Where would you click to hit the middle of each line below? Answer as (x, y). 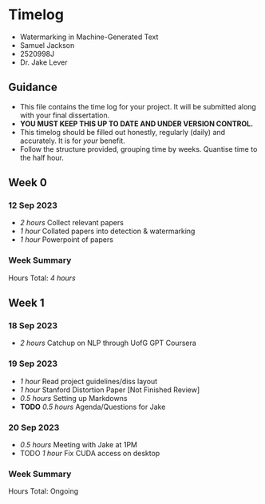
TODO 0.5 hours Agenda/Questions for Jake (93, 407)
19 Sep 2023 (33, 363)
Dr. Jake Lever (44, 62)
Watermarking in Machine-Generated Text (89, 37)
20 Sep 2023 (34, 427)
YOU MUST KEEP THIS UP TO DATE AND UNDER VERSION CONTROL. (136, 123)
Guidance (33, 87)
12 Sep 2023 (33, 205)
